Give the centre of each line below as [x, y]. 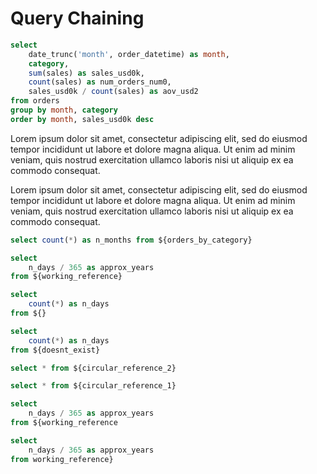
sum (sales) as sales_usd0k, [86, 73]
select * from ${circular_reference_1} [93, 386]
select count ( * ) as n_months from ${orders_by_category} [131, 240]
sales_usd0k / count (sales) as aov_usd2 [113, 92]
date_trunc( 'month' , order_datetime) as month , [129, 54]
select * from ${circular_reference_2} [93, 368]
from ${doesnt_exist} [55, 350]
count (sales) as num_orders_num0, [100, 82]
